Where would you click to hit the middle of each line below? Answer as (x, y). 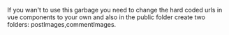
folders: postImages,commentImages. (62, 24)
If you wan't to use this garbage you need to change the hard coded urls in (115, 10)
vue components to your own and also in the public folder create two (106, 17)
